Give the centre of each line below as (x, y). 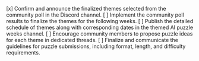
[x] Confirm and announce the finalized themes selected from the (86, 9)
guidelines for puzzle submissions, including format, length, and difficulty (96, 46)
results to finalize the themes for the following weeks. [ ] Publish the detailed (100, 21)
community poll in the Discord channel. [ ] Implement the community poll (95, 15)
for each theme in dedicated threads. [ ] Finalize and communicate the (92, 40)
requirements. (23, 52)
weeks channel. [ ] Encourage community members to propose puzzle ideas (99, 34)
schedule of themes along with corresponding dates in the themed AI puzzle (100, 27)
